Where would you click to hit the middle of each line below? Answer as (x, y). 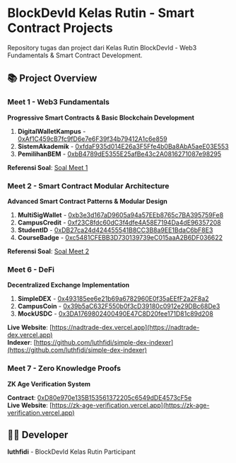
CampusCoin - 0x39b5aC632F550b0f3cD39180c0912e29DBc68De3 (119, 307)
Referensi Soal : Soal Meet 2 (48, 251)
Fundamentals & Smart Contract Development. (75, 55)
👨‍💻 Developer (38, 434)
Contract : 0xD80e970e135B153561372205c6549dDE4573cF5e (100, 397)
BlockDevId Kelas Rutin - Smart (101, 13)
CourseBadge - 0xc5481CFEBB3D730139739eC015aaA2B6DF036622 (120, 237)
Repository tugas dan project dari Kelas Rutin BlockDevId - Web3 (102, 47)
